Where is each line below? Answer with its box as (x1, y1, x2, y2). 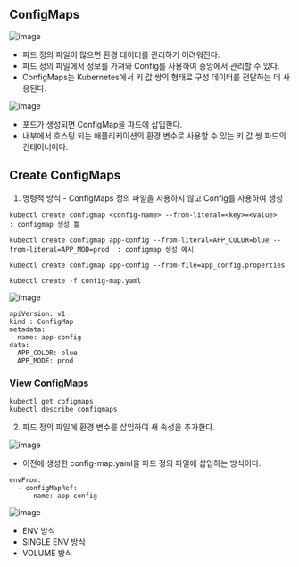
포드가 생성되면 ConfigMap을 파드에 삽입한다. (21, 119, 183, 129)
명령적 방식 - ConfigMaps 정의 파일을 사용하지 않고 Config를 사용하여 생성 (21, 192, 284, 204)
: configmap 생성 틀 (9, 220, 80, 229)
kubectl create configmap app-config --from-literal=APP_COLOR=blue (9, 236, 270, 245)
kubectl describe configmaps (9, 404, 118, 413)
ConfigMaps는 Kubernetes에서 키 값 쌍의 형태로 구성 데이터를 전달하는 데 (21, 71, 281, 82)
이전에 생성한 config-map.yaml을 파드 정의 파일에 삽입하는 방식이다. (21, 457, 262, 468)
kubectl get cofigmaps (9, 396, 94, 405)
